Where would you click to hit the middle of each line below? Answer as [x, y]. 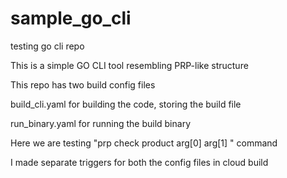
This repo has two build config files [83, 84]
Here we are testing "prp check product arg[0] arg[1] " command [144, 143]
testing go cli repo [47, 46]
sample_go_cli [71, 18]
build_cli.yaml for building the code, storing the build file [126, 104]
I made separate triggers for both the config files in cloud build [139, 162]
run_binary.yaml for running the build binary [101, 123]
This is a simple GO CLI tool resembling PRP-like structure [129, 65]
